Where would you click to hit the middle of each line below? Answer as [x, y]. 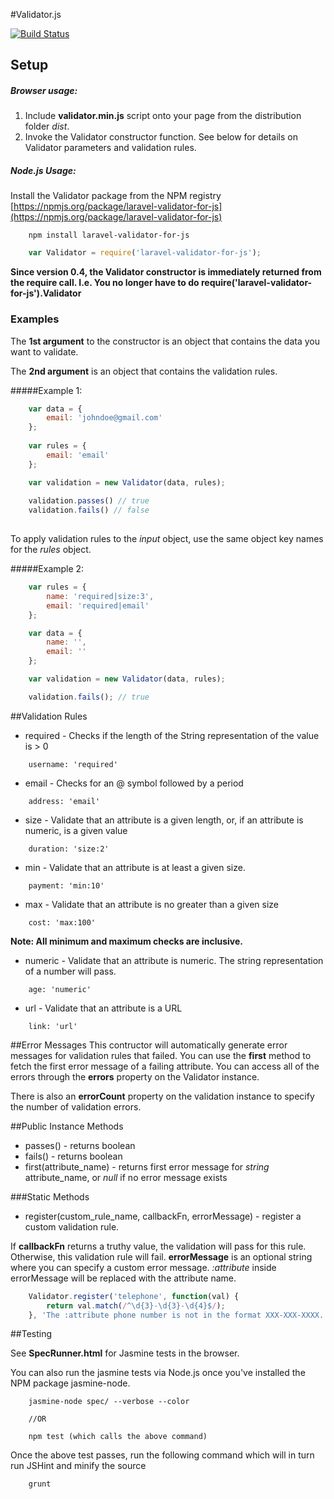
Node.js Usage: [43, 170]
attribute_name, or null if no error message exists [126, 1177]
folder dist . [47, 126]
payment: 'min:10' [66, 885]
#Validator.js [36, 14]
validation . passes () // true [89, 501]
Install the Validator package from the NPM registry [116, 196]
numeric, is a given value [76, 830]
